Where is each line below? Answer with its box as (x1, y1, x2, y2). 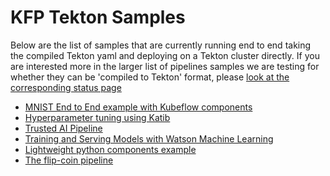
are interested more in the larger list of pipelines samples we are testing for (10, 60, 320, 72)
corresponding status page (10, 81, 122, 93)
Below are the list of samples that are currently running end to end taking (10, 39, 312, 51)
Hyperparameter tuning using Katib (24, 111, 171, 123)
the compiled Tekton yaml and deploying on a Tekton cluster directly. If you (10, 49, 320, 61)
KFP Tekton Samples (10, 6, 186, 29)
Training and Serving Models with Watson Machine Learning (24, 132, 274, 145)
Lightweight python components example (24, 143, 197, 155)
